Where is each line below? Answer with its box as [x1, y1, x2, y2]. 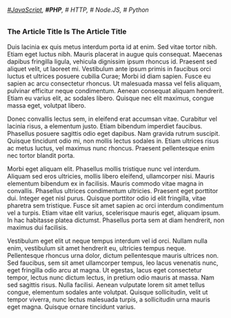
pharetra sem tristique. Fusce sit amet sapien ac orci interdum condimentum [7, 201, 224, 210]
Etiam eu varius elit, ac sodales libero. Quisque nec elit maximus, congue [7, 94, 214, 102]
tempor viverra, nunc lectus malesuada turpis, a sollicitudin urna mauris [7, 295, 210, 304]
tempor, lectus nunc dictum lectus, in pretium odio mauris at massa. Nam [7, 273, 215, 281]
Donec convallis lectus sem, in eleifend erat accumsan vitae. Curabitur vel [7, 115, 217, 123]
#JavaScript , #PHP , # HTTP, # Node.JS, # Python [7, 6, 150, 14]
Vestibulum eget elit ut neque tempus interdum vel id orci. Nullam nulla [7, 237, 208, 245]
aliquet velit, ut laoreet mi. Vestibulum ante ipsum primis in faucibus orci [7, 64, 212, 72]
